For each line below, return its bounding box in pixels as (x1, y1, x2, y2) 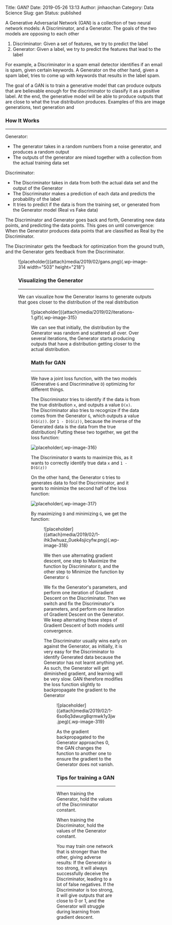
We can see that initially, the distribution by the (31, 324, 130, 330)
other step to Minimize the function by (44, 569, 124, 575)
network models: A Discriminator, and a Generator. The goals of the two (5, 25, 157, 31)
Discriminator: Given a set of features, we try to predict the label (12, 41, 148, 47)
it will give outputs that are (56, 892, 113, 898)
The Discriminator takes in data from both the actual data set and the (12, 180, 158, 186)
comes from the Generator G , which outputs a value (31, 412, 139, 419)
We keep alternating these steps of (44, 616, 118, 623)
